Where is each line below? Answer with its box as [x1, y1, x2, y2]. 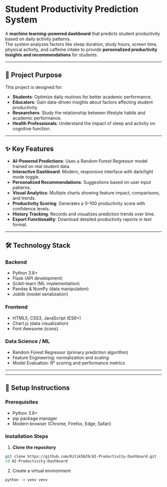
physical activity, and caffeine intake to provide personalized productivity [5, 46, 158, 52]
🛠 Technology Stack [5, 241, 71, 250]
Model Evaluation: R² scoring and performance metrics [12, 360, 125, 366]
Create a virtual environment [12, 468, 71, 474]
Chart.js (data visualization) [12, 320, 69, 326]
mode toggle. [12, 173, 40, 180]
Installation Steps [5, 433, 49, 440]
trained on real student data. [12, 163, 71, 169]
